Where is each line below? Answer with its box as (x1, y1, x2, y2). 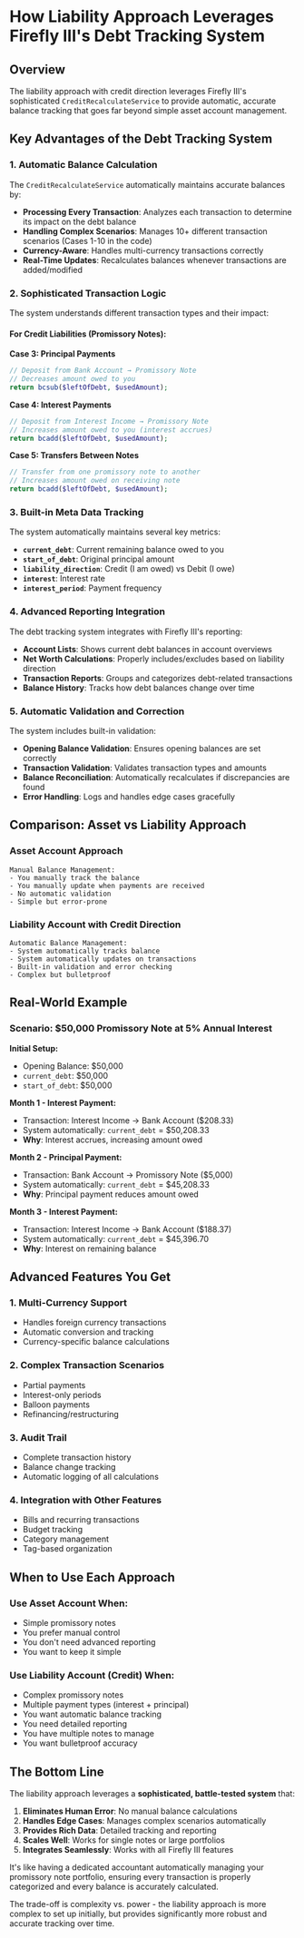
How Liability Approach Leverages (9, 6, 275, 27)
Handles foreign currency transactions (22, 1317, 167, 1328)
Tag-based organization (22, 1543, 113, 1554)
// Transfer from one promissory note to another (9, 467, 201, 477)
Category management (22, 1533, 110, 1544)
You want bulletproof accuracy (22, 1737, 138, 1748)
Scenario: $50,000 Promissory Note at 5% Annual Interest (9, 1023, 273, 1035)
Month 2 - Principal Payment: (9, 1151, 123, 1162)
